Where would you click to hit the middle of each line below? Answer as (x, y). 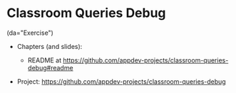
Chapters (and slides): (50, 46)
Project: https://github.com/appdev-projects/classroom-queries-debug (121, 81)
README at (45, 60)
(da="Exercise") (30, 33)
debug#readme (50, 67)
